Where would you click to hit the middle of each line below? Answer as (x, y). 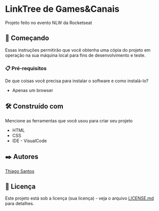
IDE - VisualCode (29, 141)
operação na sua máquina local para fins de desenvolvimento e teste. (75, 55)
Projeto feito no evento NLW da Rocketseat (49, 23)
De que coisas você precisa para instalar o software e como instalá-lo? (77, 81)
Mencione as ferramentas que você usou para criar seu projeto (69, 121)
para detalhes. (20, 204)
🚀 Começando (27, 38)
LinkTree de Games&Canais (62, 9)
